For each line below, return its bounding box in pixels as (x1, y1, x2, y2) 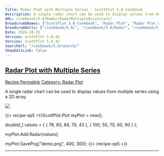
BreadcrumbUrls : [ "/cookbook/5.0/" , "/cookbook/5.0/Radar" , (5, 25, 130, 30)
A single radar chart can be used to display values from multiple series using (5, 89, 159, 94)
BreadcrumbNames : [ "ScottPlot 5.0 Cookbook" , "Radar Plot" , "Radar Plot (5, 21, 156, 26)
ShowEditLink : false (5, 48, 47, 53)
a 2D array (5, 94, 26, 100)
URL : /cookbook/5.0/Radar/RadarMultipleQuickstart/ (5, 16, 112, 21)
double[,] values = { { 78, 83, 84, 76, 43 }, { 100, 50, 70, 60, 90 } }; (5, 122, 138, 128)
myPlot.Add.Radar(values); (5, 132, 59, 137)
